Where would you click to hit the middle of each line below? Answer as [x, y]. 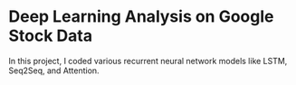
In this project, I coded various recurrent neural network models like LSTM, [148, 61]
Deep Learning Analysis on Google [141, 17]
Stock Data [50, 36]
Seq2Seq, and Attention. [54, 71]
